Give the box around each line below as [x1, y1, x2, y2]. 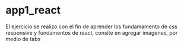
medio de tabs [5, 35, 41, 42]
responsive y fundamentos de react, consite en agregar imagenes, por [5, 29, 178, 36]
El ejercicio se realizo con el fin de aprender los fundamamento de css [5, 23, 177, 30]
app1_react [5, 4, 61, 17]
